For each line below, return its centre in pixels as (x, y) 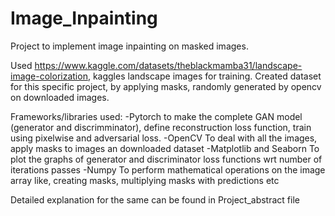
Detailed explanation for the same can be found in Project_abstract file (155, 199)
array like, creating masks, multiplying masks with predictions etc (145, 180)
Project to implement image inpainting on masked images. (129, 46)
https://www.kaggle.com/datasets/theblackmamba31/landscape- (168, 65)
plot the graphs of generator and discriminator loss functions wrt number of (166, 159)
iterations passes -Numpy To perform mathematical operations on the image (168, 169)
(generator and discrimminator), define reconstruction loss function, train (161, 127)
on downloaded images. (60, 97)
